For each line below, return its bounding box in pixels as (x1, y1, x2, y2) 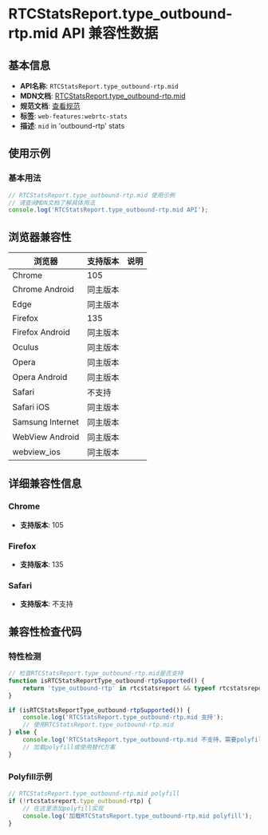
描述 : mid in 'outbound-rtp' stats (19, 121, 125, 130)
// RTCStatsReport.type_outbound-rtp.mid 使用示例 (8, 191, 175, 200)
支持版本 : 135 (19, 560, 64, 569)
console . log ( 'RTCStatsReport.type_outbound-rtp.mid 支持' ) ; (22, 714, 224, 722)
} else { (8, 728, 37, 737)
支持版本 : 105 (19, 520, 64, 529)
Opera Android (12, 372, 68, 383)
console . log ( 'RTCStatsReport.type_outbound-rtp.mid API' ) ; (8, 206, 209, 214)
